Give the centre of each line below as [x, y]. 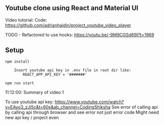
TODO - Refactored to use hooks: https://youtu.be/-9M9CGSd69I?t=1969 [80, 34]
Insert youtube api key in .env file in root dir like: [73, 70]
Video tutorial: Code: [26, 20]
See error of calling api [135, 107]
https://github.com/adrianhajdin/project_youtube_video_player [68, 25]
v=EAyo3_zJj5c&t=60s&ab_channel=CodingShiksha [58, 107]
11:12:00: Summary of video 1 [35, 92]
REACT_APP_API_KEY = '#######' [55, 74]
